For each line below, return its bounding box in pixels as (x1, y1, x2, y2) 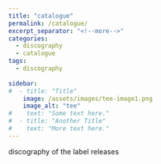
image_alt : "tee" (23, 102, 81, 110)
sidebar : (8, 79, 38, 87)
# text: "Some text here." (8, 110, 110, 118)
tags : (8, 57, 27, 65)
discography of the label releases (8, 146, 119, 156)
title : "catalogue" (8, 11, 74, 20)
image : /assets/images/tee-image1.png (23, 95, 153, 103)
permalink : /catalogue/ (8, 19, 89, 27)
